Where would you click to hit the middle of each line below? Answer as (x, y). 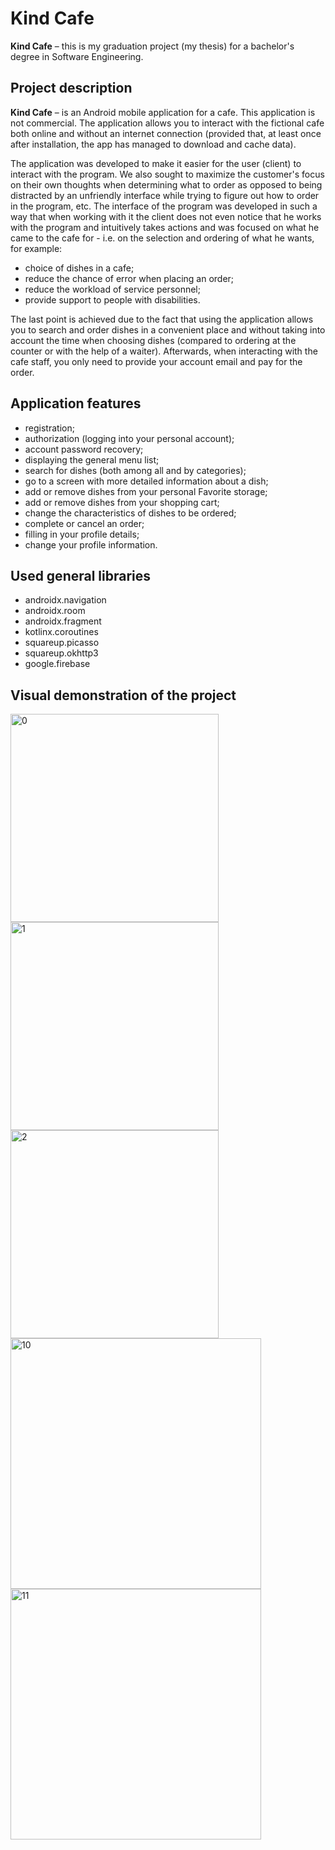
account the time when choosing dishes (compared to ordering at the (153, 340)
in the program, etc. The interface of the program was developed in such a (164, 206)
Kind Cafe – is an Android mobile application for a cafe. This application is (163, 112)
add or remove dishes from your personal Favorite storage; (146, 491)
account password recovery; (84, 449)
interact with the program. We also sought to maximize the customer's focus (167, 174)
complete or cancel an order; (84, 523)
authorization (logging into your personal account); (129, 438)
